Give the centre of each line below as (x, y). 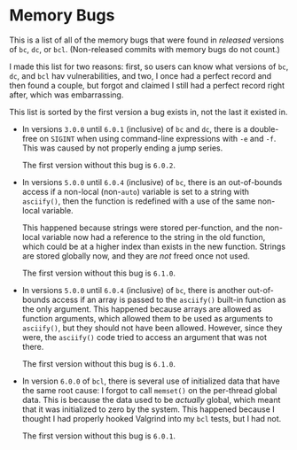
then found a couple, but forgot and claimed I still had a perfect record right (147, 85)
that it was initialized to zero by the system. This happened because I (148, 409)
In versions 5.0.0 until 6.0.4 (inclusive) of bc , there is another (134, 290)
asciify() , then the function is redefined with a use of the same (139, 201)
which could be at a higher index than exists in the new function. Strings (154, 246)
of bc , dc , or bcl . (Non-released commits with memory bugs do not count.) (145, 49)
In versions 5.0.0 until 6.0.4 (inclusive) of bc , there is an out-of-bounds (152, 182)
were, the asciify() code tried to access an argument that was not (145, 337)
